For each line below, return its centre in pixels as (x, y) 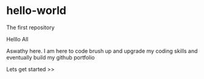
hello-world (37, 11)
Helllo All (17, 39)
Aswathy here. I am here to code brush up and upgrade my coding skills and (102, 51)
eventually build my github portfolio (51, 57)
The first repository (30, 27)
